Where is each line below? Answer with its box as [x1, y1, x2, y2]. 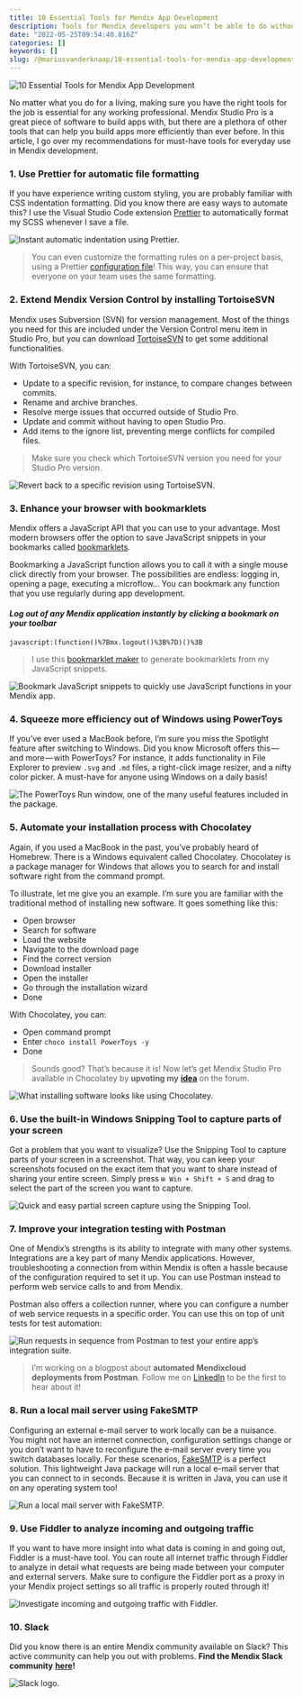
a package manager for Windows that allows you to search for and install [9, 861, 280, 871]
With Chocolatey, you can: [9, 1008, 107, 1019]
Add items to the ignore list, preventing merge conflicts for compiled [22, 425, 276, 436]
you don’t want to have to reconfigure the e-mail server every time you [9, 1444, 271, 1455]
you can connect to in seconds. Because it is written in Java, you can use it [9, 1473, 288, 1483]
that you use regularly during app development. [9, 588, 186, 598]
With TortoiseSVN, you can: [9, 360, 112, 370]
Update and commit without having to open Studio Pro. [22, 415, 226, 426]
